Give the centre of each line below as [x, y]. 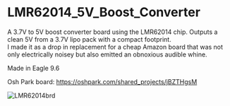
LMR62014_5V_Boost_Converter [104, 12]
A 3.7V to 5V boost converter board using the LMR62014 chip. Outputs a [113, 32]
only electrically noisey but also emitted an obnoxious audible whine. [107, 54]
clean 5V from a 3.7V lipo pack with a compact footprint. [89, 39]
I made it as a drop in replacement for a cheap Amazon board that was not [115, 47]
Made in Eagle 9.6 [34, 68]
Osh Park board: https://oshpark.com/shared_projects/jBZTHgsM [102, 81]
